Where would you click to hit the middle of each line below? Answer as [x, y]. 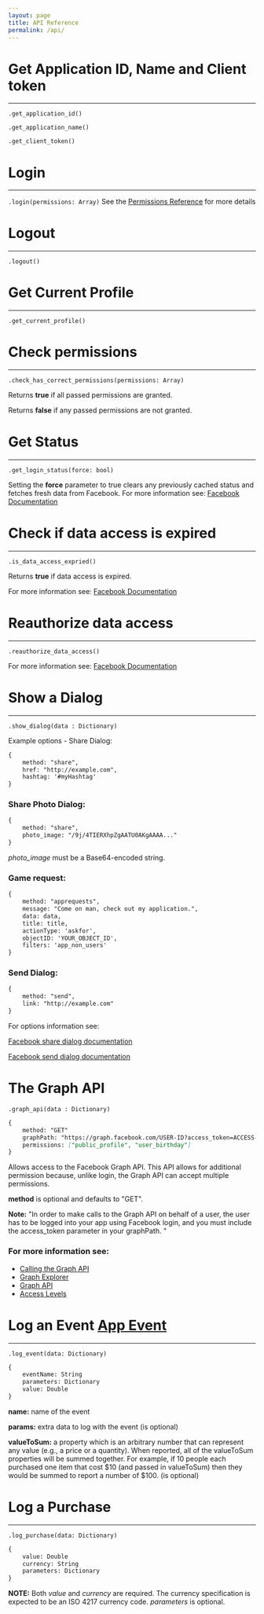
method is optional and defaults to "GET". [76, 1199]
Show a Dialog [56, 698]
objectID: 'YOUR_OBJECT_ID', [70, 938]
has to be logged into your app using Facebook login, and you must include [130, 1223]
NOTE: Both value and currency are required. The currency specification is [129, 1594]
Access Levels [43, 1293]
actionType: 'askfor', [59, 931]
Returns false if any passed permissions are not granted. [100, 410]
